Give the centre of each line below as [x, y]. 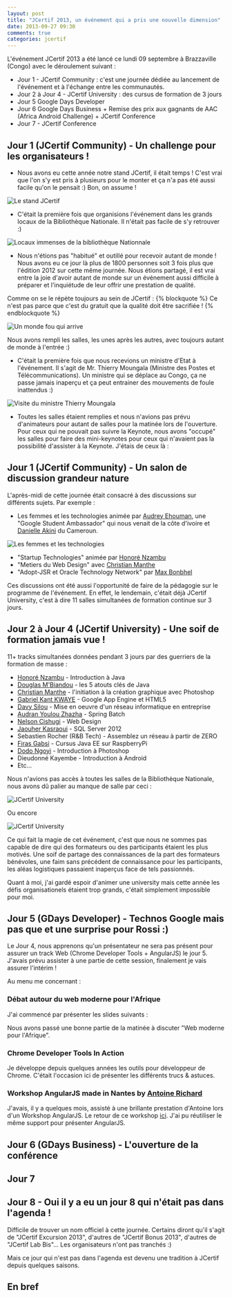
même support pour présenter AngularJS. [66, 1123]
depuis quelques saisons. [43, 1265]
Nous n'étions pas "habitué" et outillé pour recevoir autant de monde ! [117, 256]
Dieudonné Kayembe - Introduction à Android [82, 758]
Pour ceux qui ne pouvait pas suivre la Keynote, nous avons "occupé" [116, 431]
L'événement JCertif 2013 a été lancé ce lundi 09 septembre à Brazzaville [112, 59]
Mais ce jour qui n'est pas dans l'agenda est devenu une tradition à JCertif [113, 1258]
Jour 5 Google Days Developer [61, 102]
